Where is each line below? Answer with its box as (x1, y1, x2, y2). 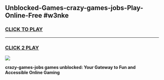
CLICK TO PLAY (5, 26, 43, 33)
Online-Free (5, 12, 42, 20)
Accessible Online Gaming (5, 69, 60, 75)
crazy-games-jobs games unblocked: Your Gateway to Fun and (5, 64, 136, 70)
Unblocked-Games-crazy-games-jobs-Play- (5, 4, 143, 12)
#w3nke (43, 12, 69, 20)
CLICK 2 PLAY (5, 44, 39, 51)
